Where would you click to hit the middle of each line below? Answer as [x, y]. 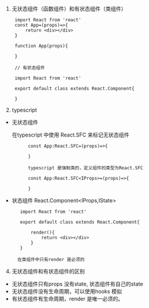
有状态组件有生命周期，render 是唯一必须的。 [67, 299]
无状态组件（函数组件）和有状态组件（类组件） [69, 9]
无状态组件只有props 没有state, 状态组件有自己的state [77, 284]
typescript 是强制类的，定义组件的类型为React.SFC [85, 168]
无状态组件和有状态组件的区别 [48, 271]
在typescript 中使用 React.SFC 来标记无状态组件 [70, 135]
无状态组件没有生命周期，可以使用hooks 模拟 [67, 291]
